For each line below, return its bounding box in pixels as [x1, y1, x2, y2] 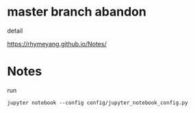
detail [7, 27, 23, 35]
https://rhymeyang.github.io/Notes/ [7, 39, 107, 48]
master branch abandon [7, 4, 147, 20]
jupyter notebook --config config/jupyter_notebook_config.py [7, 99, 188, 106]
